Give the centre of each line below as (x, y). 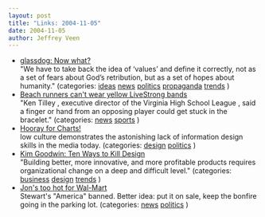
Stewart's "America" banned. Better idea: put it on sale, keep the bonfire (138, 196)
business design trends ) (60, 180)
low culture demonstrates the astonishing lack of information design (131, 137)
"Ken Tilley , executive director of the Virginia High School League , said (138, 103)
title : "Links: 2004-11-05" (55, 23)
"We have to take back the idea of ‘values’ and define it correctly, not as (138, 69)
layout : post (30, 16)
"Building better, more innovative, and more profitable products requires (138, 162)
